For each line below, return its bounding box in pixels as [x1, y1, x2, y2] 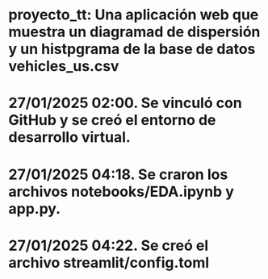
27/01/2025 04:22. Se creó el [8, 236, 208, 255]
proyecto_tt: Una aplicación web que [8, 6, 259, 24]
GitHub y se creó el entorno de [8, 111, 216, 130]
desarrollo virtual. [8, 128, 131, 147]
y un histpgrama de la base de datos [8, 40, 256, 58]
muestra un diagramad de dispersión [8, 23, 261, 41]
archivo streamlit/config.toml [8, 253, 210, 272]
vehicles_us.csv [8, 57, 119, 76]
